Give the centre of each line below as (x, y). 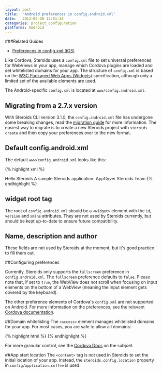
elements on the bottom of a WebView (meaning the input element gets (76, 288)
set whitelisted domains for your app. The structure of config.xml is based (79, 70)
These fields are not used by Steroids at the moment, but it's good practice (80, 248)
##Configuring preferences (32, 262)
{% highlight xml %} (25, 169)
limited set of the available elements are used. (51, 81)
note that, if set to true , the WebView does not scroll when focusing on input (81, 282)
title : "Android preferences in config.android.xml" (60, 14)
